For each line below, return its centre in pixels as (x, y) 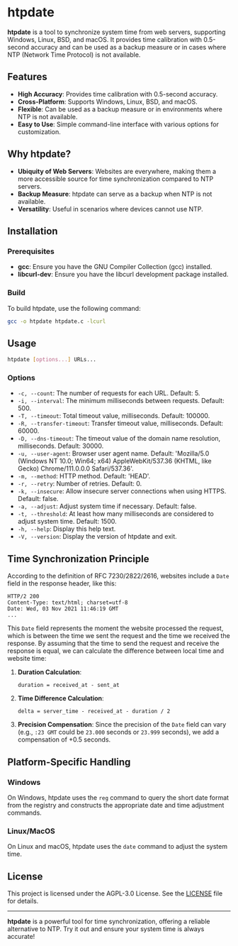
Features (27, 77)
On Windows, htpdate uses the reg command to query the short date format (118, 797)
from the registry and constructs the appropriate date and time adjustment (116, 805)
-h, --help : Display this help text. (67, 529)
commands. (25, 813)
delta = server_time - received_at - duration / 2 (94, 711)
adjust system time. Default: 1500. (67, 522)
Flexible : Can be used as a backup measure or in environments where (120, 109)
